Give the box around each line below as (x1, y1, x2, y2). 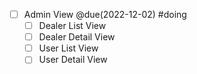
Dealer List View (38, 20, 107, 32)
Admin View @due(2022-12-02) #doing (23, 9, 187, 20)
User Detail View (38, 54, 108, 66)
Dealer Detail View (38, 31, 116, 43)
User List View (38, 42, 99, 54)
